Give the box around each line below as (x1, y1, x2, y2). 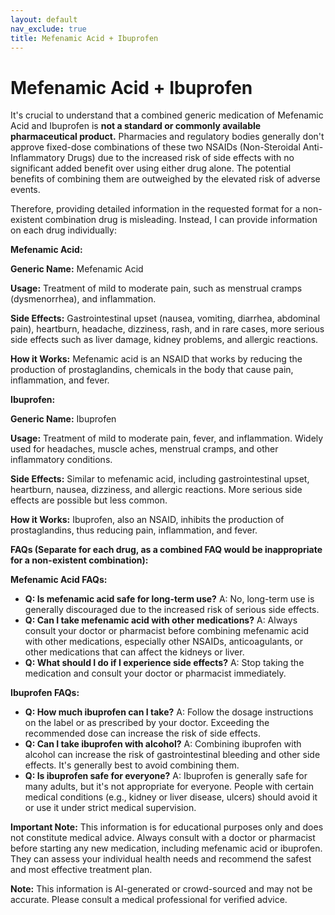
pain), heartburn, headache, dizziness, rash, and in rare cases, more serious (10, 323, 325, 335)
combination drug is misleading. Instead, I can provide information (44, 214, 318, 226)
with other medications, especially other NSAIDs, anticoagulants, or (24, 636, 304, 648)
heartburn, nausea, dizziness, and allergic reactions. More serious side (10, 484, 303, 496)
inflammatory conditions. (10, 454, 113, 466)
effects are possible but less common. (10, 494, 168, 506)
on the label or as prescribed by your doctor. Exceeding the (24, 717, 270, 729)
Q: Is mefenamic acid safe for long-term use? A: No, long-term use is (24, 593, 315, 605)
